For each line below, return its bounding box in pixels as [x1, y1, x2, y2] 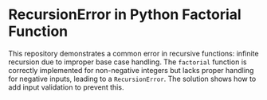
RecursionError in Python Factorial [8, 6, 241, 24]
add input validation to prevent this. [8, 82, 124, 92]
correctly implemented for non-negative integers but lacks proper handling [8, 65, 254, 75]
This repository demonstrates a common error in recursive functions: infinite [8, 48, 259, 58]
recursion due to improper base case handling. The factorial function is [8, 57, 247, 67]
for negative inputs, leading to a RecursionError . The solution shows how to [8, 74, 257, 83]
